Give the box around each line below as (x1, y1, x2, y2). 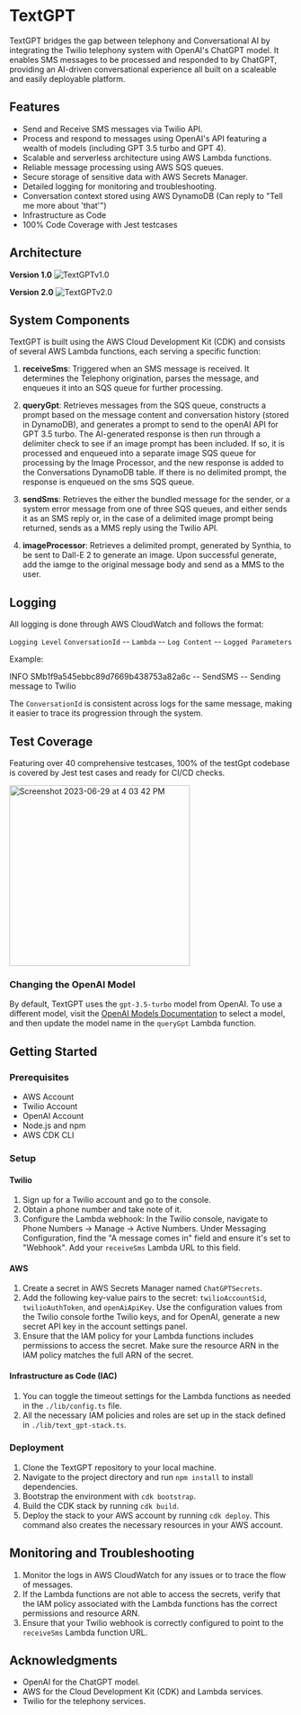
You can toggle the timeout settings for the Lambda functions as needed (22, 1390, 291, 1401)
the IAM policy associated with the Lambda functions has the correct (22, 1598, 278, 1609)
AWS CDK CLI (22, 1129, 75, 1140)
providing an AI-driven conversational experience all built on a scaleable (9, 64, 277, 75)
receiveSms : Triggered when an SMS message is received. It (22, 364, 250, 375)
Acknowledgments (9, 1653, 119, 1668)
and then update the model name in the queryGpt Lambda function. (9, 1018, 257, 1029)
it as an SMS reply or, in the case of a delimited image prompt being (22, 513, 274, 524)
